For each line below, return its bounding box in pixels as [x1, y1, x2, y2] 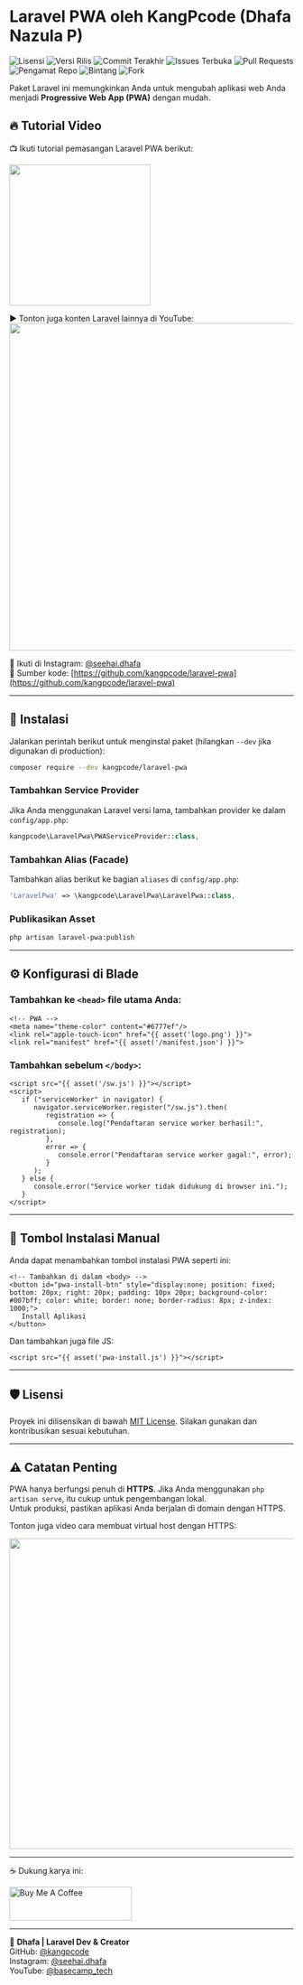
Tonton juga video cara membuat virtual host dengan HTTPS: [9, 1521, 237, 1531]
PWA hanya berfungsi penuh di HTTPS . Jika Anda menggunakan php [9, 1484, 265, 1494]
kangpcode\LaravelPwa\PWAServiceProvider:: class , [9, 831, 200, 841]
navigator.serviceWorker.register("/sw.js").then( [32, 1102, 228, 1112]
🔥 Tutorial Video [9, 118, 102, 134]
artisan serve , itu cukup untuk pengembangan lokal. [9, 1493, 207, 1504]
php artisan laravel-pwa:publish [9, 933, 135, 942]
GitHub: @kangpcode [9, 1946, 90, 1957]
